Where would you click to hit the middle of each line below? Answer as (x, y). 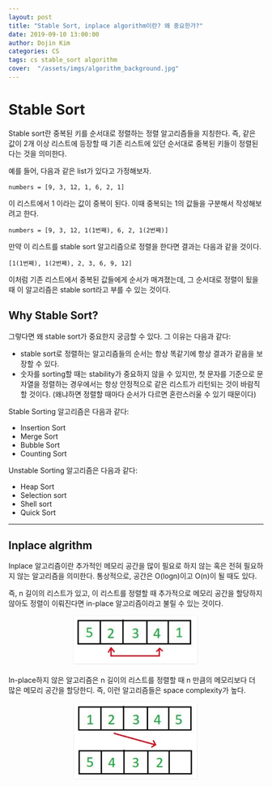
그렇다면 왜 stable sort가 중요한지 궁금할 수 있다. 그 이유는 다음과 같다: (120, 336)
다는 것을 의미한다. (38, 154)
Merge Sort (39, 436)
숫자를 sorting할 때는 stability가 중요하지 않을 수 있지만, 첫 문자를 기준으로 (137, 374)
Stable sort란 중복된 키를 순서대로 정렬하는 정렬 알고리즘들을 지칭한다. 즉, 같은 (132, 133)
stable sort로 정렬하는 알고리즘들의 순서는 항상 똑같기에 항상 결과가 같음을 (137, 353)
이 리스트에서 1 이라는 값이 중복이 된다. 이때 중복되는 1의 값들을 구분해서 (121, 203)
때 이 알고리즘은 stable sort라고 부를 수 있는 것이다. (90, 289)
